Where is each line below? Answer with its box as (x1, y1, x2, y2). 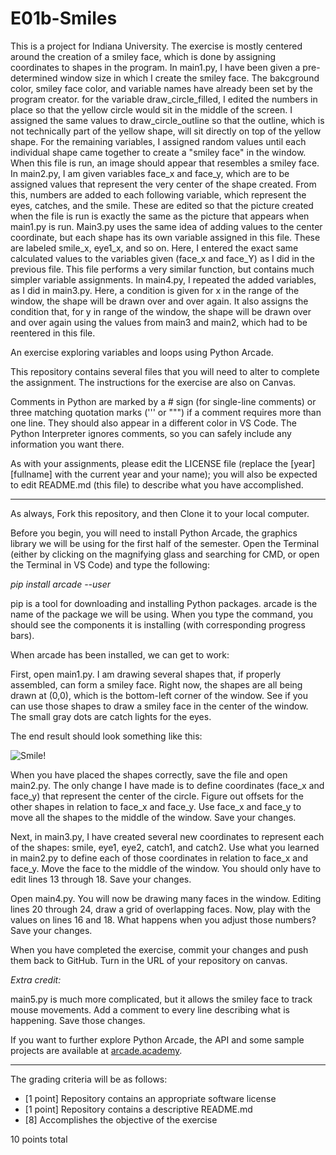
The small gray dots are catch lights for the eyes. (10, 710, 212, 722)
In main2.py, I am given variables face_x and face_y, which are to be (10, 167, 290, 179)
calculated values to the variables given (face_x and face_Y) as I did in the (10, 252, 315, 264)
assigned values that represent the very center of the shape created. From (10, 178, 317, 190)
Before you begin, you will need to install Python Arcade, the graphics (10, 527, 298, 539)
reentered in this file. (10, 327, 96, 339)
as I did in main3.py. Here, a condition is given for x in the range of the (10, 284, 300, 296)
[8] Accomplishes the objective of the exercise (24, 1113, 218, 1126)
